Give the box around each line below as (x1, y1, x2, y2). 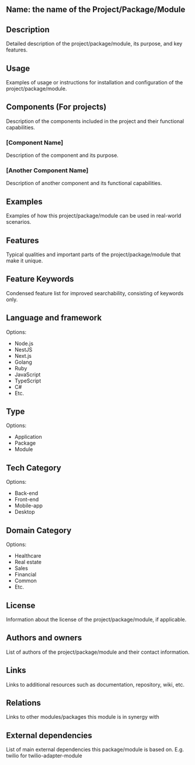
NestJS (14, 346, 33, 353)
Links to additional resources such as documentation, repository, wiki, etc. (6, 681, 185, 688)
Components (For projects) (6, 102, 107, 112)
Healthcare (14, 552, 42, 559)
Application (14, 433, 43, 440)
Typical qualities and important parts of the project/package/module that (6, 251, 181, 258)
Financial (14, 571, 37, 578)
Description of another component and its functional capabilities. (6, 180, 162, 187)
